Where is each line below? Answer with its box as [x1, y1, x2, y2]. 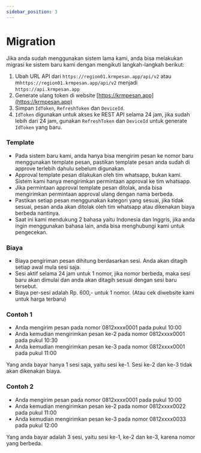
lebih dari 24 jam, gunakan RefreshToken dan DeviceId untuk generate [14, 117, 187, 124]
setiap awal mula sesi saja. [14, 263, 81, 271]
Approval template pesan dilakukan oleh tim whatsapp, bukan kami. [14, 171, 182, 178]
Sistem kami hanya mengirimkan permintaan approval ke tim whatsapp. [14, 178, 191, 185]
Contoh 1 [6, 310, 33, 319]
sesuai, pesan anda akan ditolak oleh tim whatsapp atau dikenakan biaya [14, 203, 195, 210]
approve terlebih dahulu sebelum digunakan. [14, 164, 126, 172]
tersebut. [14, 283, 38, 290]
